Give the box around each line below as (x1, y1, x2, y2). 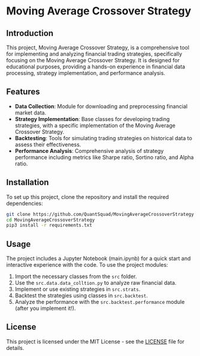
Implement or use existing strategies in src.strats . (14, 286, 141, 293)
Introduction (6, 28, 54, 38)
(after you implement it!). (14, 304, 76, 312)
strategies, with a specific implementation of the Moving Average (14, 122, 175, 129)
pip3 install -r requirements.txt (6, 222, 93, 228)
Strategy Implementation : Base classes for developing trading (14, 115, 170, 122)
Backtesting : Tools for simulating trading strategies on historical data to (14, 134, 193, 141)
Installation (6, 177, 49, 188)
